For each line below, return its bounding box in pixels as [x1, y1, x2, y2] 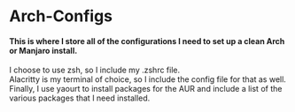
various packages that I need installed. [9, 93, 151, 103]
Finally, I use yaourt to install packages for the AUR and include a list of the [9, 84, 283, 94]
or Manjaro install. [9, 45, 78, 56]
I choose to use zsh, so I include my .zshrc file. [9, 64, 181, 76]
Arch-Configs [9, 6, 113, 26]
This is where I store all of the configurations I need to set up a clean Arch [9, 35, 285, 46]
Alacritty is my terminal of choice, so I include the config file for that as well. [9, 74, 286, 85]
